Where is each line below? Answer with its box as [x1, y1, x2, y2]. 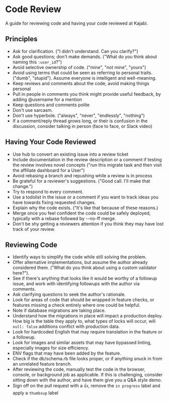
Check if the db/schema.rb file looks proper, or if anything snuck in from [12, 356, 162, 362]
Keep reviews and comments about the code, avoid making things [12, 80, 149, 86]
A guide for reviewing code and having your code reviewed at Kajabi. [5, 20, 148, 26]
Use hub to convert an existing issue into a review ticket [12, 151, 129, 157]
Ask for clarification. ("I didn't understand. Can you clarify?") [12, 48, 138, 54]
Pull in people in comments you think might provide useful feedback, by [12, 91, 161, 97]
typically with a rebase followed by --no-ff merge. [12, 215, 116, 221]
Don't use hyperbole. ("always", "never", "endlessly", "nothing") [12, 112, 145, 118]
